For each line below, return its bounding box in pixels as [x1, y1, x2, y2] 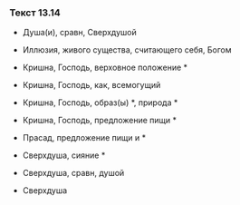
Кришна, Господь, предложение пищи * [22, 115, 177, 126]
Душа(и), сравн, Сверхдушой [22, 27, 138, 38]
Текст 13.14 [9, 6, 61, 19]
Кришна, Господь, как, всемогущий [22, 80, 161, 91]
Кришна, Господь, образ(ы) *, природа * [22, 97, 178, 108]
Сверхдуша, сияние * [22, 150, 106, 161]
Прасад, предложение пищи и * [22, 132, 147, 143]
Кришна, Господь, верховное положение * [22, 62, 188, 73]
